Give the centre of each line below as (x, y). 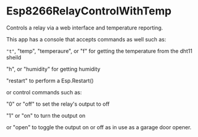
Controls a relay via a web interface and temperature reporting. (85, 28)
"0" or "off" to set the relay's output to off (58, 104)
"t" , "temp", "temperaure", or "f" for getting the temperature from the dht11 (99, 51)
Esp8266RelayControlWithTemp (89, 11)
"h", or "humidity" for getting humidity (53, 69)
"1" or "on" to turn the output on (46, 115)
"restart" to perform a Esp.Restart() (50, 81)
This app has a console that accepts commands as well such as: (86, 39)
